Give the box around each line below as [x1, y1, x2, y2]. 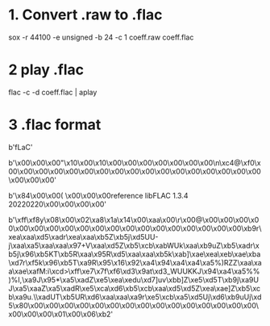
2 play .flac [8, 61, 85, 79]
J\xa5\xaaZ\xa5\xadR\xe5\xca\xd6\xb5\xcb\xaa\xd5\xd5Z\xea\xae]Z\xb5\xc [8, 283, 260, 293]
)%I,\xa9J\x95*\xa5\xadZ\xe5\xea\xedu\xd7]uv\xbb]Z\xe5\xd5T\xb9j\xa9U [8, 274, 260, 284]
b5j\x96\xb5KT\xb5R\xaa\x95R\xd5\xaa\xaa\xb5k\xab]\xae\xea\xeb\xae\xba [8, 249, 261, 259]
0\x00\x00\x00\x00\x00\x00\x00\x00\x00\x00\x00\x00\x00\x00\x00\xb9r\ [8, 224, 262, 233]
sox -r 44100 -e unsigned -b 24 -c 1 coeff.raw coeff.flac [8, 32, 194, 42]
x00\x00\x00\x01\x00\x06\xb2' [8, 309, 114, 319]
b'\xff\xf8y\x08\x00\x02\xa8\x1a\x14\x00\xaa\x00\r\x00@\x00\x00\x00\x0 [8, 215, 260, 224]
